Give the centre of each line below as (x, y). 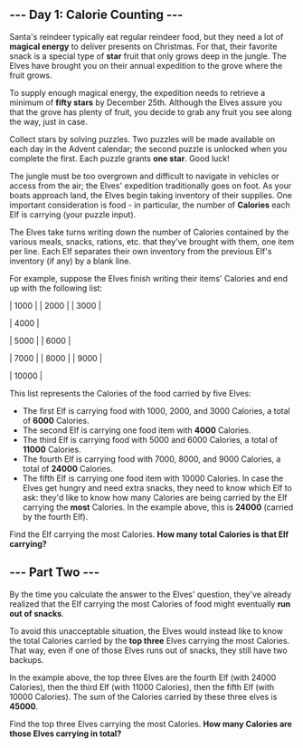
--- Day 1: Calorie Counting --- (96, 15)
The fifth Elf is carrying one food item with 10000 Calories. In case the (153, 478)
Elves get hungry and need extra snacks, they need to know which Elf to (157, 487)
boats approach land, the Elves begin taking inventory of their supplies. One (151, 195)
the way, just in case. (49, 121)
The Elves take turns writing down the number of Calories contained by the (149, 232)
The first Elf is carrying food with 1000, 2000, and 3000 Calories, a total (156, 410)
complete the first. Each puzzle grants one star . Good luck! (120, 158)
